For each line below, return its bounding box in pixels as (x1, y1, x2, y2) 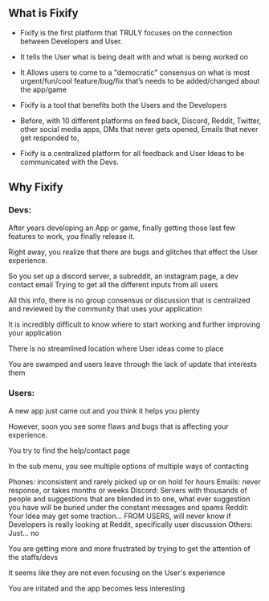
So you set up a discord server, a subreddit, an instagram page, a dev (8, 271, 238, 281)
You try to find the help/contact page (8, 446, 131, 455)
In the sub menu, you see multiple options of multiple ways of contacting (8, 461, 249, 471)
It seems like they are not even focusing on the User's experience (8, 567, 226, 578)
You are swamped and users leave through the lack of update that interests (8, 359, 257, 368)
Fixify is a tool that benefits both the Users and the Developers (19, 100, 227, 109)
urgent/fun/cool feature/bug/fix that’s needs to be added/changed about (19, 76, 260, 85)
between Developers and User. (19, 36, 123, 46)
